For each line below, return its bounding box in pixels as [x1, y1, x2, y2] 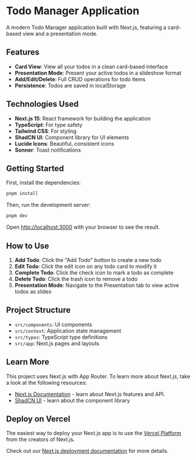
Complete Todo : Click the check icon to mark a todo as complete [14, 269, 174, 276]
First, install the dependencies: [6, 179, 81, 186]
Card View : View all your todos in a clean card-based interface [14, 63, 168, 70]
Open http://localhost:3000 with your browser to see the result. [6, 223, 161, 231]
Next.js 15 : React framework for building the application [14, 114, 151, 122]
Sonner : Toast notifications [14, 146, 81, 154]
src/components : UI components [14, 321, 93, 328]
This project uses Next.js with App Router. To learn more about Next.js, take [6, 372, 191, 380]
